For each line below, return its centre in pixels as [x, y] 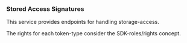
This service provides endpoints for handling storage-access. [83, 22]
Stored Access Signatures [45, 9]
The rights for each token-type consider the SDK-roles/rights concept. [93, 33]
